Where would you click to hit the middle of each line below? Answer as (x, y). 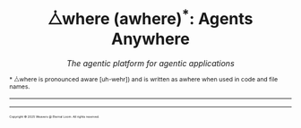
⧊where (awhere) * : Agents (150, 17)
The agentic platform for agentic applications (150, 64)
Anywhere (150, 39)
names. (20, 87)
